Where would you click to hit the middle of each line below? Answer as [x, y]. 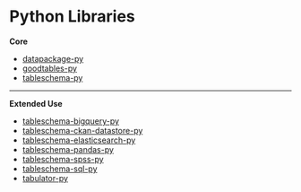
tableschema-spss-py [63, 159]
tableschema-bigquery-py [70, 121]
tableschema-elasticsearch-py [79, 140]
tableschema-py [52, 77]
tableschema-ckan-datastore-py [82, 130]
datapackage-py [53, 58]
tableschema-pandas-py [68, 149]
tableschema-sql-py [60, 169]
